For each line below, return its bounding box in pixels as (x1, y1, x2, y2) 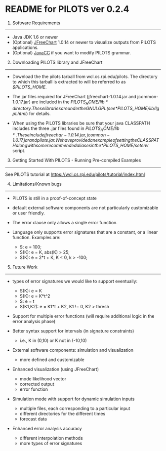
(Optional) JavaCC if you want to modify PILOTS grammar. (12, 49, 131, 55)
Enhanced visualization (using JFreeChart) (12, 366, 99, 372)
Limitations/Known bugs (12, 181, 62, 187)
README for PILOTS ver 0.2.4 (5, 3, 129, 15)
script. (12, 147, 26, 154)
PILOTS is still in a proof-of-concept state (12, 195, 97, 201)
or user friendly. (12, 210, 45, 216)
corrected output (19, 381, 54, 387)
